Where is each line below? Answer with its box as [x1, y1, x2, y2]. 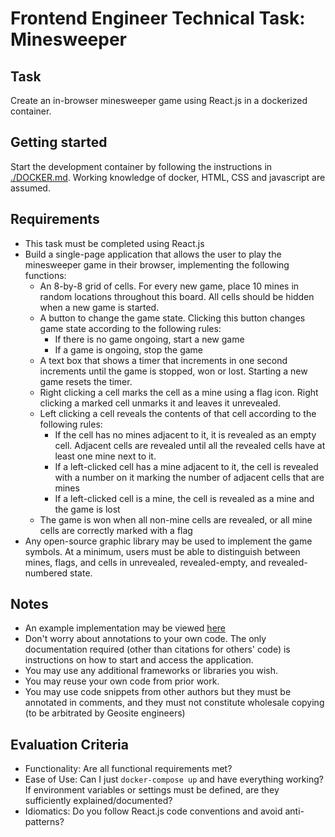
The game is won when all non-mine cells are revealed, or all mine [39, 513, 313, 526]
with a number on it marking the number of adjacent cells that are [54, 471, 325, 483]
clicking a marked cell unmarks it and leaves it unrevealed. [39, 397, 282, 409]
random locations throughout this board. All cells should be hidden [39, 290, 315, 302]
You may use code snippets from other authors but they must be [24, 686, 292, 698]
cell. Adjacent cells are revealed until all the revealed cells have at [54, 439, 326, 451]
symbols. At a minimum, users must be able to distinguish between [24, 545, 301, 557]
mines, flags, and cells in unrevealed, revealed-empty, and [24, 556, 267, 568]
